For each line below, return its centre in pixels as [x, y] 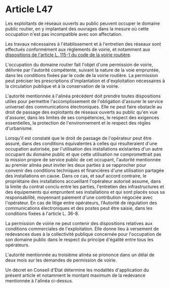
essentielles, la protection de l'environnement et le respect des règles [78, 123]
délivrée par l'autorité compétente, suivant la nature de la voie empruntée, [82, 70]
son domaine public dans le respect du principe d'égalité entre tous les [79, 239]
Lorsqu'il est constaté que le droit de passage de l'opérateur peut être [78, 138]
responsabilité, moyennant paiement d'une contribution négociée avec [79, 197]
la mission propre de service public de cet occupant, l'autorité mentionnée [83, 159]
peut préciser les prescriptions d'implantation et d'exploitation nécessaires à [85, 81]
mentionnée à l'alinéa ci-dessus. [39, 280]
